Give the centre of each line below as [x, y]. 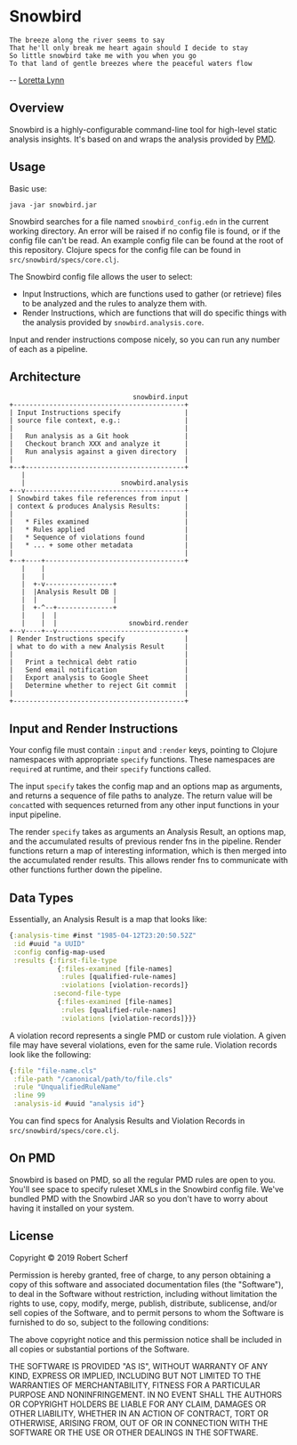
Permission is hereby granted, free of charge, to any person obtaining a [140, 1275]
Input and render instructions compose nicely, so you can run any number [144, 339]
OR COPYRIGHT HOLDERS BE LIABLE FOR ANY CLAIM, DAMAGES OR [138, 1404]
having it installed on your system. [72, 1208]
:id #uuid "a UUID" [49, 943]
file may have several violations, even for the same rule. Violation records [143, 1045]
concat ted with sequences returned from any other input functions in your [144, 805]
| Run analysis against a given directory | [99, 452]
